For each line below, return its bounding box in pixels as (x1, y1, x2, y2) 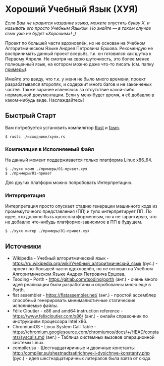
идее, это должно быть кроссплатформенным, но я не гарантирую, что (5, 214, 157, 220)
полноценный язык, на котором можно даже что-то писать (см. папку (5, 61, 154, 67)
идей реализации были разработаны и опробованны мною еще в (12, 282, 151, 288)
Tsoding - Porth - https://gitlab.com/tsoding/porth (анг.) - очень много (12, 276, 158, 282)
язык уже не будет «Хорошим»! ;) (5, 30, 76, 36)
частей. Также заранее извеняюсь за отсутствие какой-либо (5, 86, 135, 92)
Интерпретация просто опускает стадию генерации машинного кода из (5, 203, 158, 209)
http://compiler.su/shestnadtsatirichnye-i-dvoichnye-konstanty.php (12, 350, 150, 356)
